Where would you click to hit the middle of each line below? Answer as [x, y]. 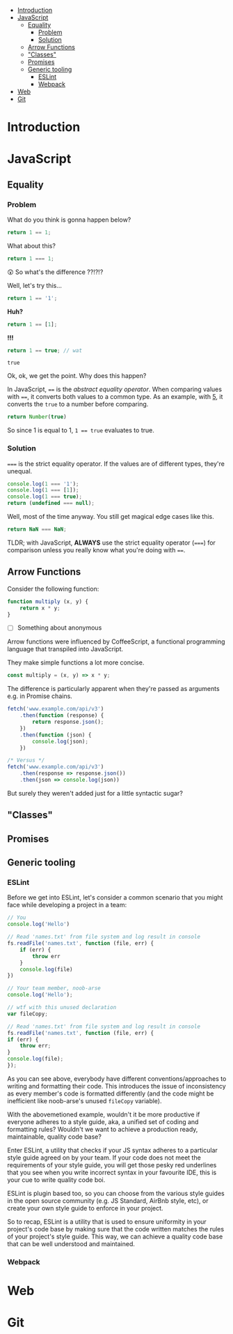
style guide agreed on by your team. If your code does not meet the [104, 1158]
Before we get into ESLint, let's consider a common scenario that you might [115, 897]
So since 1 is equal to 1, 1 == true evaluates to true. [81, 430]
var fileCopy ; [28, 1014]
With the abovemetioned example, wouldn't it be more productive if [104, 1114]
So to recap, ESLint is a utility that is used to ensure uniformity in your [107, 1221]
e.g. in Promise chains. [40, 696]
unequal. [20, 471]
